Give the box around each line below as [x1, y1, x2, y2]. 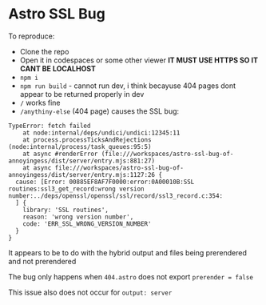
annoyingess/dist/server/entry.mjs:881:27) [8, 157, 156, 165]
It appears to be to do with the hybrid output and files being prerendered [8, 247, 248, 257]
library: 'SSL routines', [22, 206, 109, 214]
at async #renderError [22, 150, 98, 158]
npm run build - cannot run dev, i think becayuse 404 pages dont [19, 81, 236, 90]
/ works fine [19, 98, 62, 107]
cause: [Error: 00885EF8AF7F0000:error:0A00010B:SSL [15, 178, 195, 186]
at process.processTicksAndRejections [22, 135, 152, 144]
